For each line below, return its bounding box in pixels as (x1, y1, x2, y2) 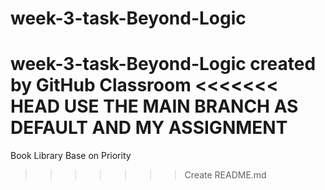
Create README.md (184, 169, 267, 181)
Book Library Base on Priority (10, 150, 132, 162)
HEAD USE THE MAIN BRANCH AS (10, 95, 299, 118)
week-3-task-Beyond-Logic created (10, 53, 317, 76)
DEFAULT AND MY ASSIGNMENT (10, 117, 288, 139)
